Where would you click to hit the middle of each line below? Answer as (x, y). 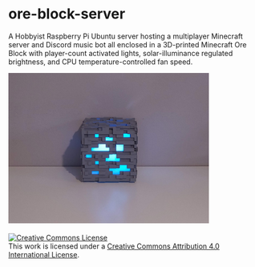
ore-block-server (67, 14)
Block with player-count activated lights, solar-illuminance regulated (121, 53)
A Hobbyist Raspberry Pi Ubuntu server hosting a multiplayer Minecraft (125, 36)
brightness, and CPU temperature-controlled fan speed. (101, 62)
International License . (44, 254)
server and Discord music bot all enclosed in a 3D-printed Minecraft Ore (127, 44)
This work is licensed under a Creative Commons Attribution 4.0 (114, 246)
